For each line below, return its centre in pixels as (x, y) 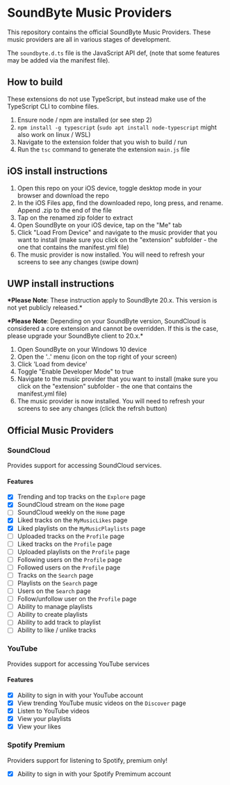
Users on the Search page (54, 591)
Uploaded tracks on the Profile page (71, 536)
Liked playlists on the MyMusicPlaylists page (81, 528)
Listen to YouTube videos (54, 711)
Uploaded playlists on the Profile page (74, 551)
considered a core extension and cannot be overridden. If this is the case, (113, 329)
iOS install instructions (57, 171)
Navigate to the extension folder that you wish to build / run (102, 142)
